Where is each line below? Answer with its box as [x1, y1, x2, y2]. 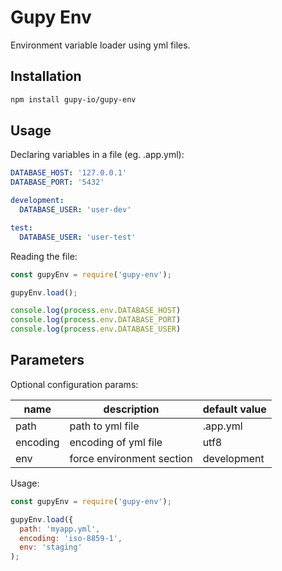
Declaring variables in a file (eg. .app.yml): [10, 149, 185, 161]
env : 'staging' [19, 542, 83, 553]
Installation [10, 68, 82, 85]
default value [202, 402, 267, 416]
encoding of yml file [69, 435, 163, 449]
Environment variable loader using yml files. [10, 39, 191, 51]
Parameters [10, 352, 85, 369]
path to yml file [69, 419, 140, 433]
